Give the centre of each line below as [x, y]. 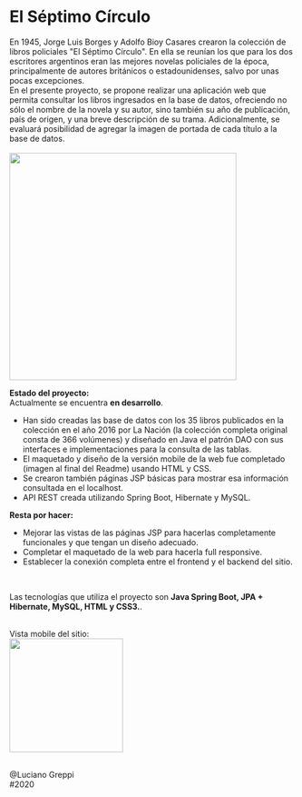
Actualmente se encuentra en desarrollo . [86, 403]
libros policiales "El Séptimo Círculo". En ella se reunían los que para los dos [151, 51]
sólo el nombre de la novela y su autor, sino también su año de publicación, [150, 109]
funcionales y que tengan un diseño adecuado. [110, 542]
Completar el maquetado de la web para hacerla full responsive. [142, 552]
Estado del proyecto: [49, 393]
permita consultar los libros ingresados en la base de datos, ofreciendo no [148, 100]
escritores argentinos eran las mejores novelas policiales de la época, [140, 61]
